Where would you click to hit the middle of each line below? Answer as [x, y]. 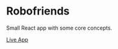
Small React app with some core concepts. [59, 28]
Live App [17, 39]
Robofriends [38, 11]
